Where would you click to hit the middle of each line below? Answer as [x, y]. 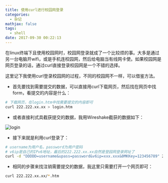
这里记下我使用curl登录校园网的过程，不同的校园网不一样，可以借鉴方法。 [81, 76]
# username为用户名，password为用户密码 [44, 147]
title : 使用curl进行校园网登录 [34, 10]
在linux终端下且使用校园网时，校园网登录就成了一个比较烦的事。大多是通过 [82, 53]
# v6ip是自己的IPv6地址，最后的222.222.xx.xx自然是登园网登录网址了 [70, 152]
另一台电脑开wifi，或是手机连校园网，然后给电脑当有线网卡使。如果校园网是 [83, 59]
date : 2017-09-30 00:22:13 [33, 38]
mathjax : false [21, 24]
